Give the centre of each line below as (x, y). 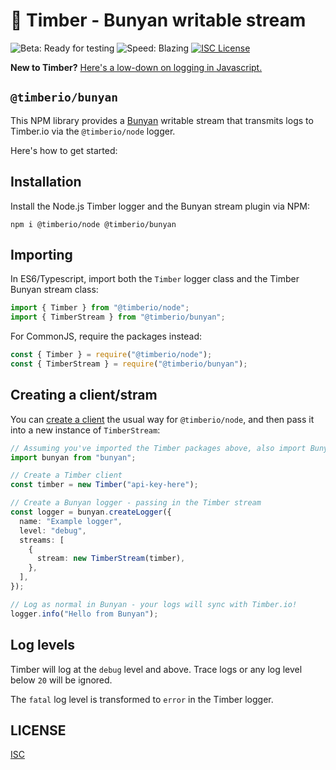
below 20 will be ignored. (61, 680)
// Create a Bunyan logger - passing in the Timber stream (136, 503)
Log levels (42, 645)
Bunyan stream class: (54, 290)
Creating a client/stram (84, 395)
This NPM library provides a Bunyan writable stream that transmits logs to (162, 120)
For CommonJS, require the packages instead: (106, 336)
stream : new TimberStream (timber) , (111, 559)
